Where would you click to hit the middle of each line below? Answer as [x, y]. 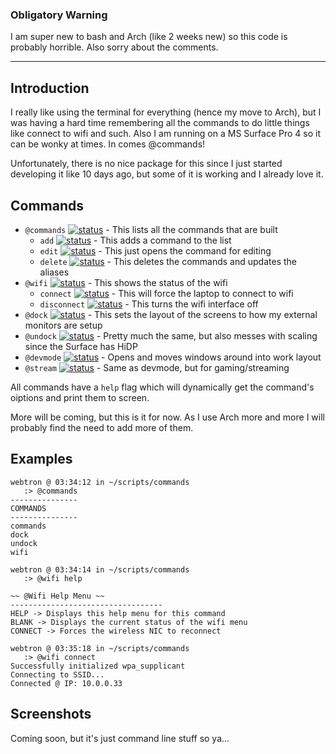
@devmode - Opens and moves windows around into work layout [173, 357]
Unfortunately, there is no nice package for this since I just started [146, 164]
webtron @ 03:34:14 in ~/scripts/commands [100, 569]
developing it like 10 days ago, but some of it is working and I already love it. [167, 174]
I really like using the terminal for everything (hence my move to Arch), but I [166, 112]
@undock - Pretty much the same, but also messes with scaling [171, 335]
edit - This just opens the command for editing [155, 250]
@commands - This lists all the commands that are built [151, 229]
